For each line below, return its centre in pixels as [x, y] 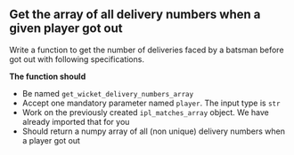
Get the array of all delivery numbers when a [135, 15]
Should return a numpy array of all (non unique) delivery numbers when [153, 131]
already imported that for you [76, 121]
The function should [48, 76]
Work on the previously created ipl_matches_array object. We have [145, 112]
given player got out [66, 29]
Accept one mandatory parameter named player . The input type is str [151, 103]
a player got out [51, 140]
